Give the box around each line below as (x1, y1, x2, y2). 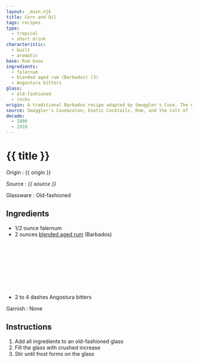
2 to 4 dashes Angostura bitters (14, 293, 92, 300)
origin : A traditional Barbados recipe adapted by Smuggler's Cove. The (6, 102, 189, 108)
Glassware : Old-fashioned (6, 191, 71, 198)
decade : (6, 113, 25, 119)
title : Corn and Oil (6, 14, 57, 20)
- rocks (11, 96, 31, 102)
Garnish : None (6, 305, 43, 312)
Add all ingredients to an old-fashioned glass (14, 338, 124, 345)
